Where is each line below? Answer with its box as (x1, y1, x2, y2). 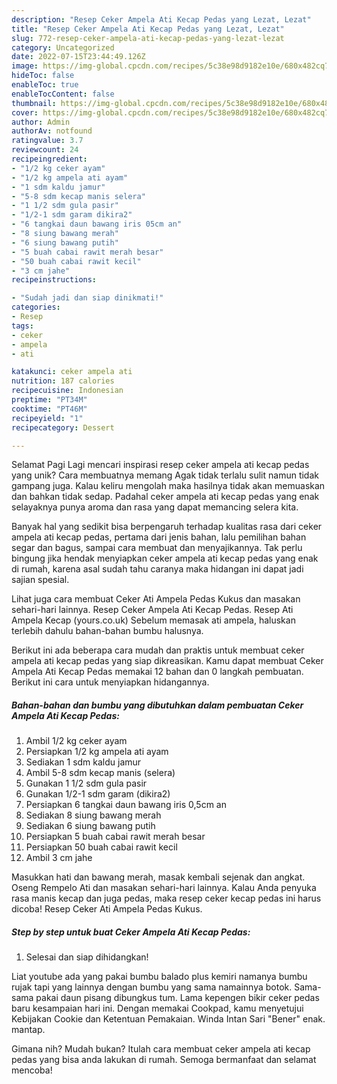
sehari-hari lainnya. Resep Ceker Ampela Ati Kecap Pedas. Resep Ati (11, 604, 294, 616)
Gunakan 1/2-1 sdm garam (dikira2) (25, 788, 171, 800)
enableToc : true (11, 80, 79, 90)
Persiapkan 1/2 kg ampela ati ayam (25, 746, 169, 758)
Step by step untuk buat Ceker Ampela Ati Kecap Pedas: (11, 926, 251, 938)
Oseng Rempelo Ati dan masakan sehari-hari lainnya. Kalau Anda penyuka (11, 882, 317, 894)
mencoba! (11, 1064, 53, 1076)
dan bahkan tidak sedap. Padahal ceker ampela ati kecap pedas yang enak (11, 491, 320, 503)
